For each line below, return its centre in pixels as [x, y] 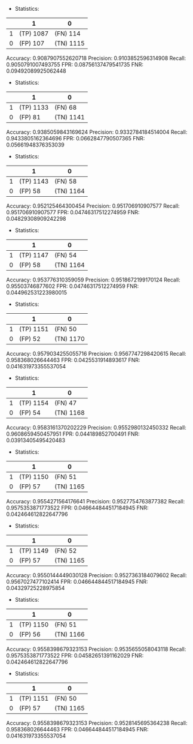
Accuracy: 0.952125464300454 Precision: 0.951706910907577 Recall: [93, 206]
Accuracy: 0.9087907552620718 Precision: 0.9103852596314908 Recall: [96, 58]
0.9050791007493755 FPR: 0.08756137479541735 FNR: [75, 64]
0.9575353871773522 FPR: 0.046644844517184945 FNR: [77, 508]
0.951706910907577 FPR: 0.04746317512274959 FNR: [73, 212]
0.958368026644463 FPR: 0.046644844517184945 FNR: [77, 729]
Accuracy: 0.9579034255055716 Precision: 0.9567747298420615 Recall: [96, 354]
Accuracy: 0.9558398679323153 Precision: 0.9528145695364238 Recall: [97, 723]
